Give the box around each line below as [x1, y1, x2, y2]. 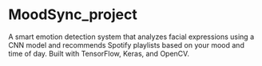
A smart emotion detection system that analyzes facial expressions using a [8, 32, 254, 41]
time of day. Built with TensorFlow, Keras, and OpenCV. [8, 49, 190, 58]
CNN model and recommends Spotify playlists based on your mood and [8, 40, 245, 49]
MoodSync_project [8, 6, 137, 24]
